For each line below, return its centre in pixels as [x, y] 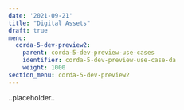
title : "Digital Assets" [49, 23]
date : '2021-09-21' [41, 16]
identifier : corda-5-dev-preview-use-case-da [100, 61]
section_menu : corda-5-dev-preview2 [69, 75]
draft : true [28, 30]
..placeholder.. [32, 97]
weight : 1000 [44, 68]
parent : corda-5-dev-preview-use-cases [89, 53]
